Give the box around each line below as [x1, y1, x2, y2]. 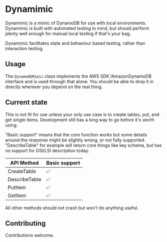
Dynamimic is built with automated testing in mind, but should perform [5, 25, 150, 31]
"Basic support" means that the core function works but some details [5, 131, 148, 137]
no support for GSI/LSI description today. [5, 147, 90, 153]
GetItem [7, 192, 26, 199]
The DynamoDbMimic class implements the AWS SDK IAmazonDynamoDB [5, 73, 152, 79]
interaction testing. [5, 45, 44, 51]
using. [5, 122, 18, 128]
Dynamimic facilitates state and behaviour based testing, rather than [5, 40, 146, 46]
